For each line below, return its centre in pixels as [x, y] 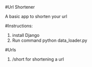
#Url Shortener [20, 7]
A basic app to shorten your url [36, 16]
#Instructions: [19, 26]
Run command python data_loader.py [50, 40]
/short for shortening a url [38, 59]
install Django [26, 35]
